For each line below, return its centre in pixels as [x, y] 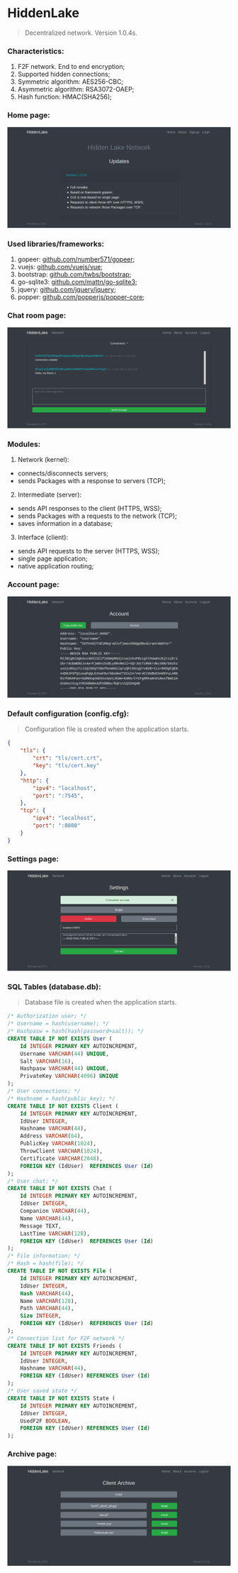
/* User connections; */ [44, 1091]
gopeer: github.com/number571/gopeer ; [76, 259]
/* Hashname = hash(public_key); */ [61, 1098]
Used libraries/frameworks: [56, 244]
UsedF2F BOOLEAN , [46, 1421]
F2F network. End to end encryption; [71, 67]
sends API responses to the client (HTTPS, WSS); [90, 509]
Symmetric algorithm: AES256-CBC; [70, 82]
